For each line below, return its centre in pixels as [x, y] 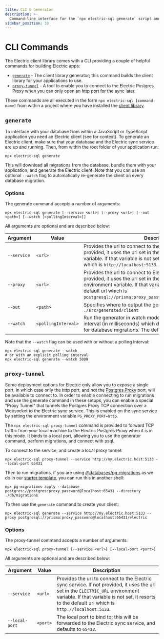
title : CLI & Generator [29, 10]
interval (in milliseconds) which [119, 324]
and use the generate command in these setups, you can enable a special [79, 400]
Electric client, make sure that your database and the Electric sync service [80, 142]
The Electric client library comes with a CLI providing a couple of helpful [78, 61]
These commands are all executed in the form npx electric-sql [69, 100]
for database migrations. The [117, 330]
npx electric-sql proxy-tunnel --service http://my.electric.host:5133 [79, 459]
